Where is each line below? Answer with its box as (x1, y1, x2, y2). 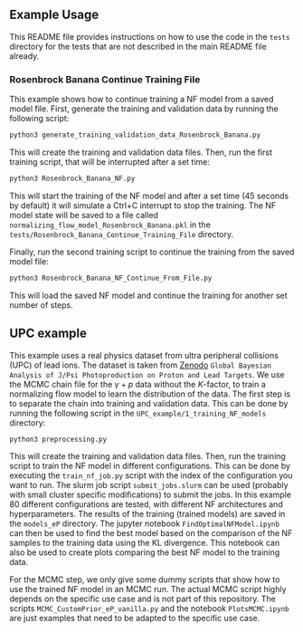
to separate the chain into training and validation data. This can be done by (9, 397, 289, 408)
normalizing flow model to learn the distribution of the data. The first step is (9, 388, 291, 399)
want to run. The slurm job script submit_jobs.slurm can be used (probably (9, 480, 289, 491)
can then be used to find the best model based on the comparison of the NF (9, 528, 293, 539)
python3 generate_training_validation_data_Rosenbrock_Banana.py (9, 130, 260, 139)
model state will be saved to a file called (9, 209, 158, 220)
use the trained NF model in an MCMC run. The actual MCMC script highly (9, 584, 287, 595)
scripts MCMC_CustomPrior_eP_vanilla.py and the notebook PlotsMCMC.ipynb (9, 603, 289, 614)
